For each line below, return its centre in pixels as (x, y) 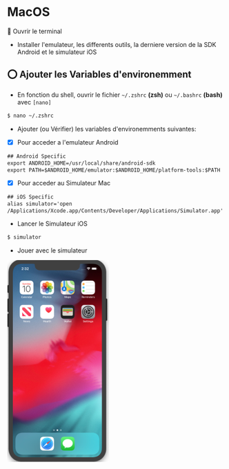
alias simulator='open (40, 204)
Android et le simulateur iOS (57, 52)
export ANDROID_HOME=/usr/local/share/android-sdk (81, 163)
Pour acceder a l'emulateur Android (68, 142)
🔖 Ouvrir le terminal (34, 31)
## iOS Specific (30, 197)
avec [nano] (34, 102)
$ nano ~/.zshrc (30, 116)
